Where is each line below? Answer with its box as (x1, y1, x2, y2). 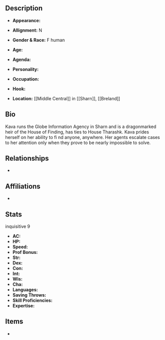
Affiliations (5, 182, 41, 190)
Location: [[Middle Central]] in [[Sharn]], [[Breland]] (12, 95, 120, 101)
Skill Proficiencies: (12, 297, 53, 304)
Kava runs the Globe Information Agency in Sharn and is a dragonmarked (5, 123, 156, 129)
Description (5, 4, 43, 13)
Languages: (12, 287, 38, 293)
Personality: (12, 66, 39, 72)
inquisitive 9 (5, 224, 31, 230)
